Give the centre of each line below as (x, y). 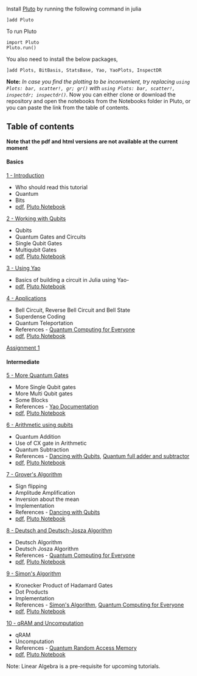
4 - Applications (26, 298)
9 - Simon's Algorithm (34, 574)
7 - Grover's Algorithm (34, 475)
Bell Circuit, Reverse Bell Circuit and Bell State (73, 310)
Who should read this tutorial (51, 187)
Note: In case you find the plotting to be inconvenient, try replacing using (98, 81)
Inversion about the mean (47, 499)
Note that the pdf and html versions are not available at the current (92, 141)
